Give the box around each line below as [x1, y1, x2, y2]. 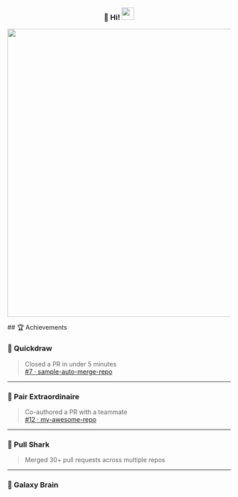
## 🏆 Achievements [7, 323, 67, 332]
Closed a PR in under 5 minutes [24, 359, 117, 368]
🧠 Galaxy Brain [7, 480, 59, 490]
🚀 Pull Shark [7, 440, 50, 449]
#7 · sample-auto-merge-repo [24, 367, 113, 376]
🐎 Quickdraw [7, 344, 52, 354]
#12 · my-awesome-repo [24, 415, 97, 423]
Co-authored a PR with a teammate [24, 408, 127, 416]
